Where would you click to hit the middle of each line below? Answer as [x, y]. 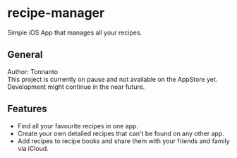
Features [27, 109]
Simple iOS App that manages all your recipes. [75, 32]
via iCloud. [33, 148]
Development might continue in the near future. [76, 87]
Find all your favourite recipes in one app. [78, 126]
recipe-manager [56, 13]
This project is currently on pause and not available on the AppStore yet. [113, 79]
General [25, 55]
